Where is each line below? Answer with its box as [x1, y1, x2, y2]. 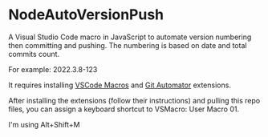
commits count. [8, 49, 60, 58]
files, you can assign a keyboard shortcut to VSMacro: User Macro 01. [8, 104, 239, 114]
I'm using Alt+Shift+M [8, 119, 80, 129]
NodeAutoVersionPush [8, 6, 164, 24]
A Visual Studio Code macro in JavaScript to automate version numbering [8, 32, 252, 42]
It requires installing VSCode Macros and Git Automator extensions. [8, 80, 231, 90]
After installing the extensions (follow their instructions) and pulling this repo [8, 95, 261, 105]
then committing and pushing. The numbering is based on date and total [8, 40, 247, 50]
